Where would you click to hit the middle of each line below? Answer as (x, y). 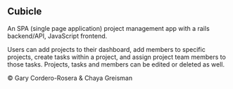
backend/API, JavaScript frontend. (57, 36)
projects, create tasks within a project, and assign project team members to (117, 57)
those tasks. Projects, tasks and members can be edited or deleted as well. (116, 64)
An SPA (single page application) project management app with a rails (108, 28)
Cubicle (25, 12)
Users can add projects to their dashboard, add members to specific (106, 49)
